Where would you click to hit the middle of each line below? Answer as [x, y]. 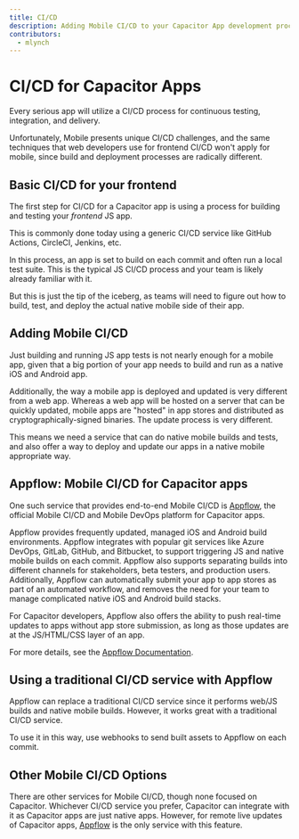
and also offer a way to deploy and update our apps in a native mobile [137, 446]
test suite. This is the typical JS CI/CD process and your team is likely [137, 269]
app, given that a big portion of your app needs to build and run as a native [146, 364]
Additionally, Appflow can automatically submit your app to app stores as [143, 580]
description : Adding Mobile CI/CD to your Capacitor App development [141, 26]
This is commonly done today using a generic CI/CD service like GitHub [140, 233]
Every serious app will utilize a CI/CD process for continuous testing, [135, 111]
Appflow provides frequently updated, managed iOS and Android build [138, 532]
